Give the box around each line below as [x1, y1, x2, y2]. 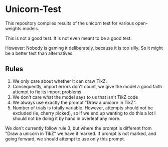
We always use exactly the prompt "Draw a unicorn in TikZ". [12, 99, 137, 105]
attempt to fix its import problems [12, 89, 82, 95]
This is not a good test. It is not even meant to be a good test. [5, 35, 132, 41]
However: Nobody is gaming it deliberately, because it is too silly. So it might [5, 45, 163, 51]
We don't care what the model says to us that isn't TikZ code [12, 94, 138, 100]
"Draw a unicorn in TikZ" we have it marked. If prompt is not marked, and [5, 130, 156, 136]
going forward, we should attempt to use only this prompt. [5, 135, 125, 141]
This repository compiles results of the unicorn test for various [5, 20, 134, 26]
